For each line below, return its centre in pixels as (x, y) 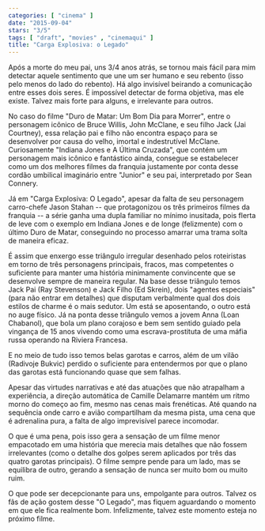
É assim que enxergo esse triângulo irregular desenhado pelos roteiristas (127, 256)
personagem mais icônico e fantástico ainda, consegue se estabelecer (123, 158)
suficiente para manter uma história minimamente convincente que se (122, 273)
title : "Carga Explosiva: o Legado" (68, 45)
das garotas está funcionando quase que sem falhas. (95, 372)
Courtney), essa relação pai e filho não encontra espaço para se (113, 133)
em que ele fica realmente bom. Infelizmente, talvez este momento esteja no (132, 510)
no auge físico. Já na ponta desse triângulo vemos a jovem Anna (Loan (124, 315)
